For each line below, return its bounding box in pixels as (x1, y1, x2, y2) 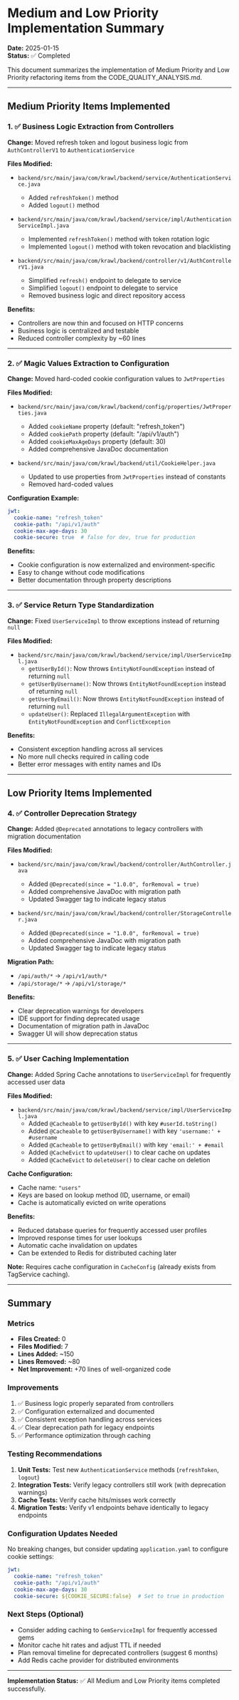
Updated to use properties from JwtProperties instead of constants (28, 472, 226, 481)
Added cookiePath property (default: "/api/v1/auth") (28, 429, 180, 438)
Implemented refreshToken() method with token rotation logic (28, 234, 210, 243)
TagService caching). (7, 1270, 70, 1278)
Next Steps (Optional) (7, 1610, 84, 1620)
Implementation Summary (7, 20, 165, 36)
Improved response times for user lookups (17, 1234, 142, 1242)
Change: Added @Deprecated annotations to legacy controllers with (7, 825, 203, 833)
